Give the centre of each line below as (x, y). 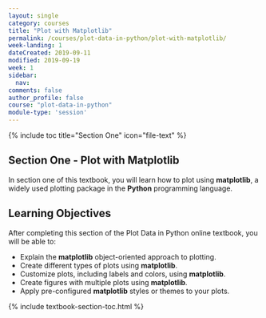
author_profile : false (46, 98)
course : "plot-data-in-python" (60, 105)
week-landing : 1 (35, 46)
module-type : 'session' (48, 113)
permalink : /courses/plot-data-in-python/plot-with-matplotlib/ (117, 38)
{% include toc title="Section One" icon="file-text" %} (97, 135)
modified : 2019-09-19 (44, 61)
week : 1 (21, 68)
